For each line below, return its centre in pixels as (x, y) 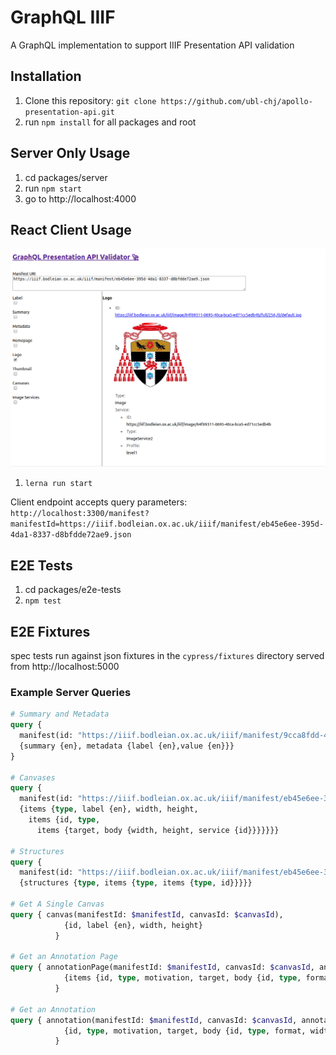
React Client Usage (71, 229)
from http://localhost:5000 (65, 666)
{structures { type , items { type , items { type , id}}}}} (136, 883)
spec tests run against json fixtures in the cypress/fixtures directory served (167, 655)
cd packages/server (66, 177)
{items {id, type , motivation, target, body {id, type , (182, 978)
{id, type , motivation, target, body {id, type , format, (185, 1031)
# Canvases (33, 777)
